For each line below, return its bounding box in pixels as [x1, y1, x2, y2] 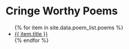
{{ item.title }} [14, 30, 48, 37]
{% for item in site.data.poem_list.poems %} [14, 24, 124, 31]
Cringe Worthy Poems [5, 4, 118, 18]
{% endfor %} [14, 36, 49, 44]
